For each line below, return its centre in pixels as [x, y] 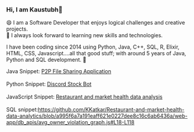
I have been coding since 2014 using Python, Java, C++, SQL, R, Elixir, [93, 47]
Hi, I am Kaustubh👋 [34, 10]
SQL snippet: [22, 110]
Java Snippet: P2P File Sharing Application [59, 71]
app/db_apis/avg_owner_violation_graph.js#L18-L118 [70, 122]
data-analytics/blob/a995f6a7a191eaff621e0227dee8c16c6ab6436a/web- [97, 116]
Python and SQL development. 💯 [46, 60]
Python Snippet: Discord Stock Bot [49, 84]
